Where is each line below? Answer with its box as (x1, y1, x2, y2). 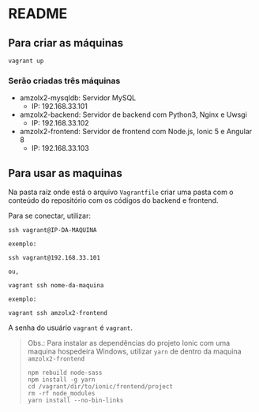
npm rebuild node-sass (27, 369, 103, 377)
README (8, 5, 68, 23)
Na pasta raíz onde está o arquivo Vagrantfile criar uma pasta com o (8, 187, 234, 197)
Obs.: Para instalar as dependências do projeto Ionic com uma (27, 339, 231, 348)
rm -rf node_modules (27, 390, 96, 398)
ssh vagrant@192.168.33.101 (8, 254, 101, 262)
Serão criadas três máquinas (8, 75, 121, 86)
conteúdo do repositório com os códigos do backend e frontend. (8, 196, 219, 205)
